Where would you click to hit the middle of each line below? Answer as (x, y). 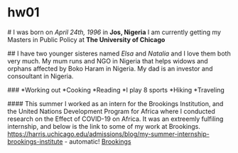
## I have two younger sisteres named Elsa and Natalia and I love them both (119, 53)
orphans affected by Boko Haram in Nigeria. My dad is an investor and (110, 68)
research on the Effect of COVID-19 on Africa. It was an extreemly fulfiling (115, 119)
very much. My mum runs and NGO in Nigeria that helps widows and (108, 60)
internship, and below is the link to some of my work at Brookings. (104, 126)
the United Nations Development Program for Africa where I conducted (111, 111)
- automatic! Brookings (98, 141)
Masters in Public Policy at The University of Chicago (86, 39)
